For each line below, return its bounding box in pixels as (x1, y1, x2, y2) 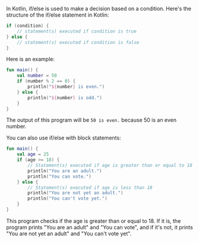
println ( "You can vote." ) (27, 173, 92, 179)
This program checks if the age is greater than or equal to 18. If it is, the (6, 217, 181, 225)
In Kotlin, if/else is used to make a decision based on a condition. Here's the (6, 5, 192, 12)
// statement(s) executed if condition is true (17, 28, 137, 34)
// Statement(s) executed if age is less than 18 (27, 184, 153, 191)
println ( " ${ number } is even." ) (27, 84, 105, 90)
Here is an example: (6, 56, 55, 63)
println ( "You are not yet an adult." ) (27, 190, 124, 196)
